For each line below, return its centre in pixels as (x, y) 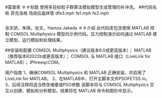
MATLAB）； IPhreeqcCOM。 (34, 62)
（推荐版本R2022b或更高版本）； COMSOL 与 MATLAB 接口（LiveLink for (78, 56)
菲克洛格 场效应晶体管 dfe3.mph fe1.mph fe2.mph (60, 13)
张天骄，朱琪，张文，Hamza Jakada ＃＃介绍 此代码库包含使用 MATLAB (77, 28)
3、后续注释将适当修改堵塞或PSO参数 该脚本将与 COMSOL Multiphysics (77, 85)
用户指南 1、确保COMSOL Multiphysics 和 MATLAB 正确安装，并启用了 (76, 73)
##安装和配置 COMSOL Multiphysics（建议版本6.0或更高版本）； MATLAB (78, 50)
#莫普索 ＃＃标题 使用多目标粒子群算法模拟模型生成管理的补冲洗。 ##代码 (79, 7)
